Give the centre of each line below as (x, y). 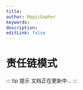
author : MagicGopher (31, 17)
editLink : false (26, 33)
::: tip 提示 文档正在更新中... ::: (42, 81)
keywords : (18, 22)
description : (22, 28)
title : (14, 11)
